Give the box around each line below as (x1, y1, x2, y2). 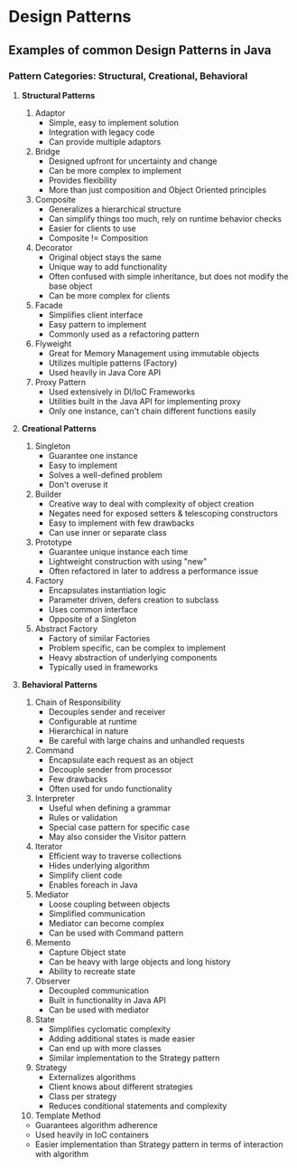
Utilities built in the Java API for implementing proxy (48, 395, 241, 406)
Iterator (34, 840, 63, 851)
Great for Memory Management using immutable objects (48, 347, 260, 358)
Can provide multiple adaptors (48, 136, 162, 147)
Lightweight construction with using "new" (48, 556, 208, 566)
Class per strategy (48, 1090, 117, 1101)
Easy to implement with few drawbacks (48, 518, 195, 528)
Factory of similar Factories (48, 632, 151, 643)
